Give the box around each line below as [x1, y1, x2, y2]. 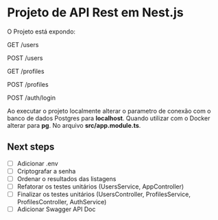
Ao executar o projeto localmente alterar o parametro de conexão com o [7, 107, 211, 115]
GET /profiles [7, 67, 45, 75]
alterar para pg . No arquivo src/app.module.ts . [7, 121, 141, 129]
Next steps [7, 141, 55, 153]
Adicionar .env [16, 159, 58, 167]
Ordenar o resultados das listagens [16, 174, 117, 182]
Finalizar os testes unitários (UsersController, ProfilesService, [16, 190, 191, 198]
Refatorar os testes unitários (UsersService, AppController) [16, 182, 184, 191]
